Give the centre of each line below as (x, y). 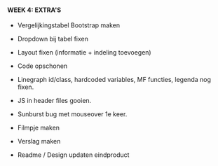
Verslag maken (39, 141)
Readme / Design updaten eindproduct (73, 155)
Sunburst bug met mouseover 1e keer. (72, 114)
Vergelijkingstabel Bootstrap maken (69, 25)
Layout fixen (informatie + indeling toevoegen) (84, 53)
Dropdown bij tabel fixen (53, 39)
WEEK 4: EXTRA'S (34, 10)
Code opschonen (42, 66)
